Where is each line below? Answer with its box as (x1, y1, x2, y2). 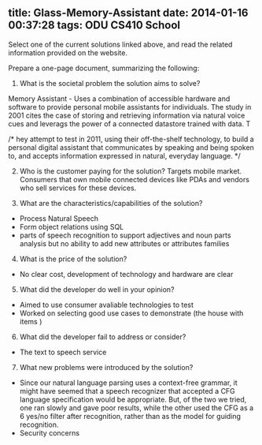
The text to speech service (19, 347, 107, 357)
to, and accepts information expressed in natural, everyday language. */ (8, 151, 242, 160)
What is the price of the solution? (19, 254, 127, 264)
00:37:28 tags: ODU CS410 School (8, 19, 181, 32)
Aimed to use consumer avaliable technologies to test (19, 300, 194, 309)
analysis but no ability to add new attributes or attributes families (19, 238, 230, 248)
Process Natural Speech (19, 213, 98, 223)
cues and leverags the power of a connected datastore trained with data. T (8, 118, 251, 129)
